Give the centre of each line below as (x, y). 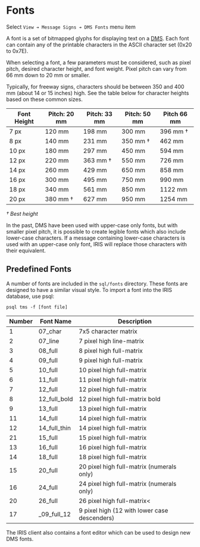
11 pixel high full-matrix (112, 379)
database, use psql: (30, 296)
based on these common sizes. (45, 99)
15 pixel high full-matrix (112, 438)
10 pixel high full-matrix (112, 370)
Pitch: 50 (137, 114)
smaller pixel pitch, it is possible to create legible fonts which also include (96, 231)
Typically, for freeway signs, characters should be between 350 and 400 (95, 86)
